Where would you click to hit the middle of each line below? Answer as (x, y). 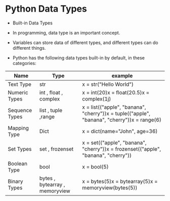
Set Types (20, 149)
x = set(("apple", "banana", (114, 143)
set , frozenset (56, 149)
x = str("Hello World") (108, 84)
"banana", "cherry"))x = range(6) (122, 120)
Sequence (20, 110)
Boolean (18, 163)
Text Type (20, 84)
